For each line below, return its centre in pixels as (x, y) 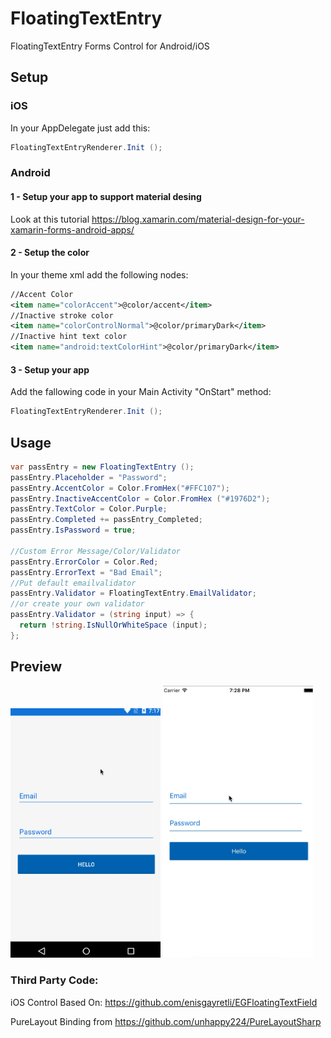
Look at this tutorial (50, 219)
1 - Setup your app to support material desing (106, 197)
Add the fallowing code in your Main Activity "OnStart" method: (141, 392)
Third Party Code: (54, 980)
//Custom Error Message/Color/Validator (96, 551)
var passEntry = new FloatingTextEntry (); (102, 467)
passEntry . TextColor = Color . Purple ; (89, 509)
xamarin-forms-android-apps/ (72, 229)
